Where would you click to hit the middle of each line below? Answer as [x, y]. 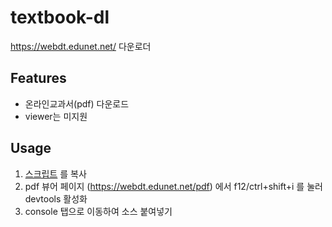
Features [38, 78]
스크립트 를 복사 [55, 173]
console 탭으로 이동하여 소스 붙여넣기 [98, 211]
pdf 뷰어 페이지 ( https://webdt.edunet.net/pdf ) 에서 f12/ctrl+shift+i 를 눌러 [173, 186]
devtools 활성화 [56, 198]
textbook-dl [60, 17]
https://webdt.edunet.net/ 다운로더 [81, 46]
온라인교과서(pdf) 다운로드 [77, 103]
